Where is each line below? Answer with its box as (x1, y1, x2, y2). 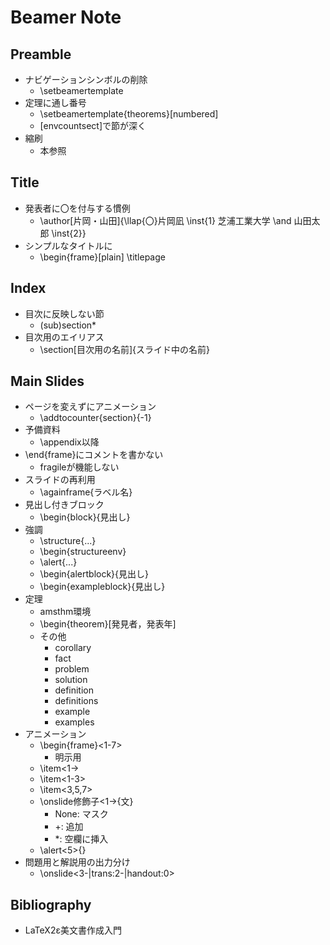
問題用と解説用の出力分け (24, 856, 131, 868)
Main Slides (10, 373, 85, 390)
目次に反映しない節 (24, 307, 105, 320)
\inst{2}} (51, 227, 87, 239)
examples (54, 716, 95, 728)
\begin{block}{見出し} (39, 511, 131, 523)
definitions (54, 695, 99, 707)
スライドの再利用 (24, 474, 96, 486)
